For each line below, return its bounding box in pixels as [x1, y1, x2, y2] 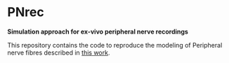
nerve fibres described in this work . [7, 48, 110, 57]
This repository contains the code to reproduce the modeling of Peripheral [7, 41, 223, 49]
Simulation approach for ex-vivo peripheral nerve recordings [7, 27, 188, 36]
